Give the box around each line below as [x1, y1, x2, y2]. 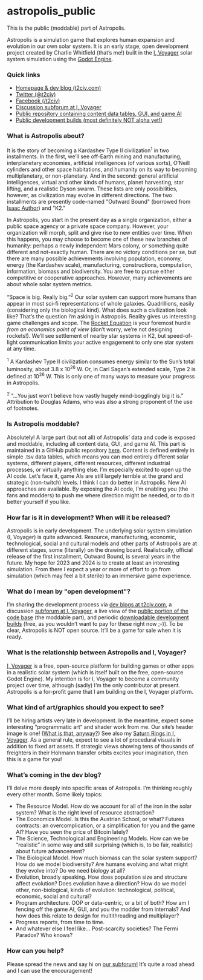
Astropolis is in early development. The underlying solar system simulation [7, 527, 192, 534]
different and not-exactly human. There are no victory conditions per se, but [7, 249, 196, 256]
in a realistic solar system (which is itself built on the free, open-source [7, 668, 184, 676]
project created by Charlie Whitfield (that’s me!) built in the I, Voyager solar [7, 49, 193, 56]
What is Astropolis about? [7, 132, 85, 140]
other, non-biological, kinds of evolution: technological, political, [15, 887, 176, 894]
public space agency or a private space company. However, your [7, 223, 169, 230]
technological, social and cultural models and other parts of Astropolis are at [7, 540, 198, 547]
